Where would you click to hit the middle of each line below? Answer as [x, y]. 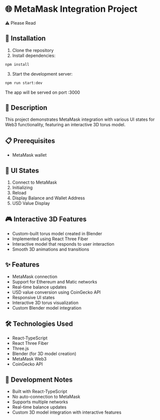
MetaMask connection [35, 277]
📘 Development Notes [39, 379]
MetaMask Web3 [29, 359]
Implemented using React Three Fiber [50, 239]
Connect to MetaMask [34, 182]
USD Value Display [31, 203]
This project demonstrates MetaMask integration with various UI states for [80, 119]
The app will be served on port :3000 [43, 92]
